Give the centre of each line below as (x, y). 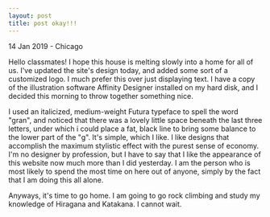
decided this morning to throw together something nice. (101, 96)
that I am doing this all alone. (56, 180)
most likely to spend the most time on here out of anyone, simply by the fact (135, 171)
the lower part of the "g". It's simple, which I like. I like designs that (119, 137)
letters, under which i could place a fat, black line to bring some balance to (132, 129)
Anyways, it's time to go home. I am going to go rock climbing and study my (134, 195)
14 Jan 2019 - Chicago (46, 46)
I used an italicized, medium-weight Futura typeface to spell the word (124, 111)
